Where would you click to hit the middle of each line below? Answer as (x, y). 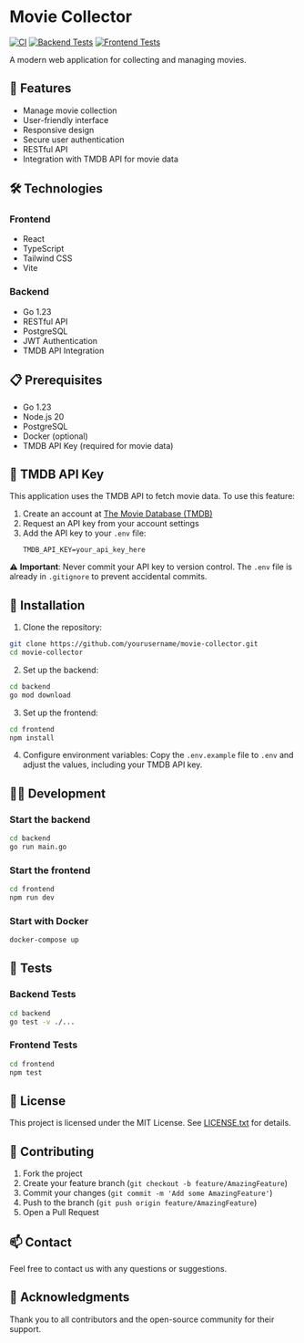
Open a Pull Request (61, 1213)
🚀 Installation (47, 605)
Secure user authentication (73, 140)
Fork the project (53, 1173)
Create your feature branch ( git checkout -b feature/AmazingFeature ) (155, 1183)
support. (25, 1328)
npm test (26, 1072)
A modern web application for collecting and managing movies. (128, 59)
